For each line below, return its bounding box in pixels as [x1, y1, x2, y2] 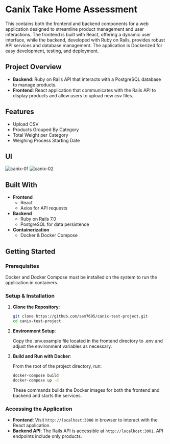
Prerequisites [5, 262, 39, 269]
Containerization [12, 227, 50, 233]
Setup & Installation [5, 292, 55, 299]
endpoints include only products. [12, 433, 82, 439]
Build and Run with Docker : [12, 353, 71, 359]
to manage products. [12, 81, 57, 88]
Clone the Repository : [12, 304, 60, 310]
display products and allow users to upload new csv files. [12, 92, 134, 98]
